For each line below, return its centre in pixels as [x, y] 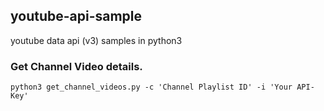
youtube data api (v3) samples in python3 [96, 40]
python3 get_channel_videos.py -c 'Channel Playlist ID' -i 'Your [151, 87]
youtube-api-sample [76, 16]
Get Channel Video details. [76, 66]
